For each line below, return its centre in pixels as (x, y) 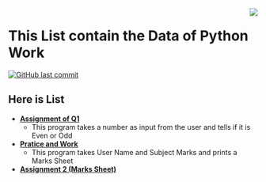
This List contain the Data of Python (128, 36)
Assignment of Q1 (49, 119)
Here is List (36, 99)
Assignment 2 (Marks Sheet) (68, 169)
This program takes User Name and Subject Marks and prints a (134, 152)
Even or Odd (52, 135)
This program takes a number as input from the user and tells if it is (141, 127)
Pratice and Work (49, 144)
